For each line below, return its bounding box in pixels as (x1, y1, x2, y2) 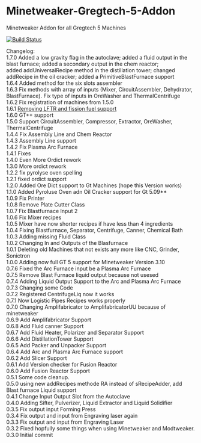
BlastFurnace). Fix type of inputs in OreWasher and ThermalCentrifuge (6, 92, 181, 99)
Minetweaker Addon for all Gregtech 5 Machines (6, 24, 127, 31)
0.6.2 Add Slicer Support (6, 354, 67, 362)
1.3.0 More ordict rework (6, 163, 67, 170)
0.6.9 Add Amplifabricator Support (6, 316, 92, 323)
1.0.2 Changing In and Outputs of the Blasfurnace (6, 239, 128, 246)
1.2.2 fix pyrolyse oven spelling (6, 169, 83, 176)
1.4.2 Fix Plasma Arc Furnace (6, 143, 78, 150)
